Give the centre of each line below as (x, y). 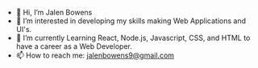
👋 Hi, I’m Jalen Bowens (54, 12)
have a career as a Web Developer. (74, 46)
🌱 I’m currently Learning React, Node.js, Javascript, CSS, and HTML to (133, 38)
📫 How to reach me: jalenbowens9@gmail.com (95, 55)
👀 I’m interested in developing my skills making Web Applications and (131, 21)
